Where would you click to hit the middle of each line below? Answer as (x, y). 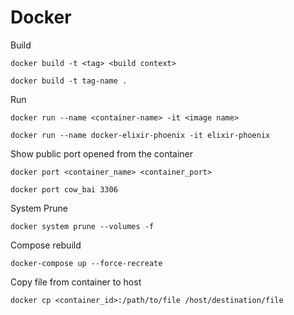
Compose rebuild (46, 245)
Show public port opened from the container (102, 153)
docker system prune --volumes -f (82, 226)
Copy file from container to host (76, 282)
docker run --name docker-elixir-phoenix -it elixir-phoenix (140, 135)
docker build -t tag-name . (69, 81)
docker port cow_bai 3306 (64, 189)
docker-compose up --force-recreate (86, 263)
